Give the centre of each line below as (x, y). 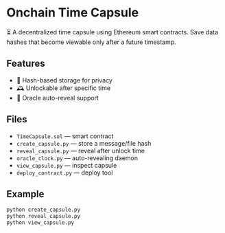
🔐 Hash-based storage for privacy (64, 80)
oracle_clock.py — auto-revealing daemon (77, 158)
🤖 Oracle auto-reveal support (57, 98)
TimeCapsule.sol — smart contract (65, 136)
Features (26, 64)
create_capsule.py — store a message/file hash (84, 143)
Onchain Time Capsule (72, 13)
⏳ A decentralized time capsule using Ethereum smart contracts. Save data (113, 32)
